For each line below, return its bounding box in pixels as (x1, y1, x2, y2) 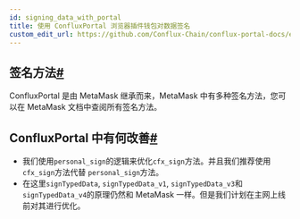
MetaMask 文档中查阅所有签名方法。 (26, 102, 162, 113)
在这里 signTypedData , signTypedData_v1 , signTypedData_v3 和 (21, 178, 243, 189)
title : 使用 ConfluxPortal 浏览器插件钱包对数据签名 (9, 21, 190, 30)
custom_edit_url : (9, 29, 74, 38)
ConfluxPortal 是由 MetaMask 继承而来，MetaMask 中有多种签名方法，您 (9, 90, 279, 101)
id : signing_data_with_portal (9, 13, 122, 22)
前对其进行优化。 (21, 200, 86, 211)
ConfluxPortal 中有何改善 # (9, 131, 158, 146)
